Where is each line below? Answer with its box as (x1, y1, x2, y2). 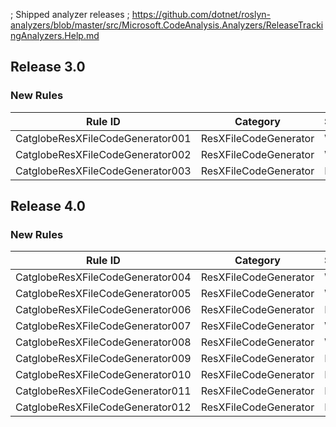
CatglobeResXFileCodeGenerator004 (15, 270, 192, 284)
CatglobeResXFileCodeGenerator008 (15, 335, 192, 349)
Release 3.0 (10, 59, 86, 76)
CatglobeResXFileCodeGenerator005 (15, 287, 192, 301)
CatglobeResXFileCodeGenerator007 (15, 319, 192, 333)
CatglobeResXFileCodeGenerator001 (15, 131, 192, 145)
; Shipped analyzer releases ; (10, 9, 130, 20)
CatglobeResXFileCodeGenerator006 (15, 303, 192, 317)
